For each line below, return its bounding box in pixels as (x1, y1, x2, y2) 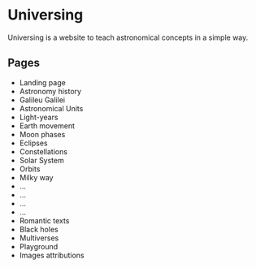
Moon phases (19, 129, 66, 139)
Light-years (19, 112, 59, 122)
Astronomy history (19, 86, 82, 96)
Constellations (19, 146, 68, 156)
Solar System (19, 155, 64, 165)
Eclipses (19, 138, 48, 148)
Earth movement (19, 120, 75, 131)
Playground (19, 241, 59, 251)
